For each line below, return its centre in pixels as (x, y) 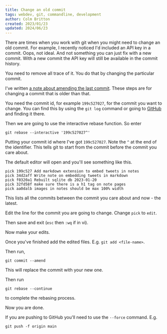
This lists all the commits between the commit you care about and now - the (83, 198)
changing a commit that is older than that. (48, 94)
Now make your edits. (28, 232)
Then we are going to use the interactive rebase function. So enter (73, 124)
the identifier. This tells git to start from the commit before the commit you (81, 147)
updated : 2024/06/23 (27, 28)
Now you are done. (25, 308)
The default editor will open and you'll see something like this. (69, 162)
